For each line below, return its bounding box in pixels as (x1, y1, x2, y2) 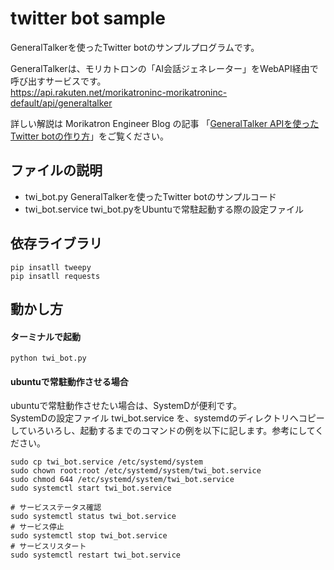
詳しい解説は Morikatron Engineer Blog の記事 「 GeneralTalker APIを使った (10, 117, 320, 129)
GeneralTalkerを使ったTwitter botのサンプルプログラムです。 (10, 41, 260, 53)
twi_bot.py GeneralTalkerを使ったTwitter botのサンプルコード (24, 190, 277, 202)
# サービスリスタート (10, 542, 87, 552)
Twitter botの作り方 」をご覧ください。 (10, 130, 169, 142)
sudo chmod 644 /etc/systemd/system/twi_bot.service (10, 475, 235, 485)
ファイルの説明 (10, 162, 103, 179)
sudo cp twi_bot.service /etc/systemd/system (10, 457, 203, 467)
